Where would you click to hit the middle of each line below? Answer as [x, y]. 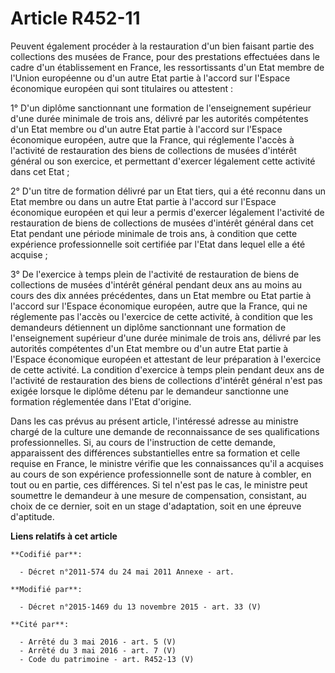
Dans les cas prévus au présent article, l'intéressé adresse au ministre [154, 421]
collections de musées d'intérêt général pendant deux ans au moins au [156, 284]
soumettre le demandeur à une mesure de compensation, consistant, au [158, 495]
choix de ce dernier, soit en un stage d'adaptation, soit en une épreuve [156, 506]
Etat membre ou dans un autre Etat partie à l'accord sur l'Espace [143, 201]
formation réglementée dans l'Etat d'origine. [101, 401]
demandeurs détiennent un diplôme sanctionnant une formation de [148, 327]
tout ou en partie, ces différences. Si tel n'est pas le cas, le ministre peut [159, 484]
